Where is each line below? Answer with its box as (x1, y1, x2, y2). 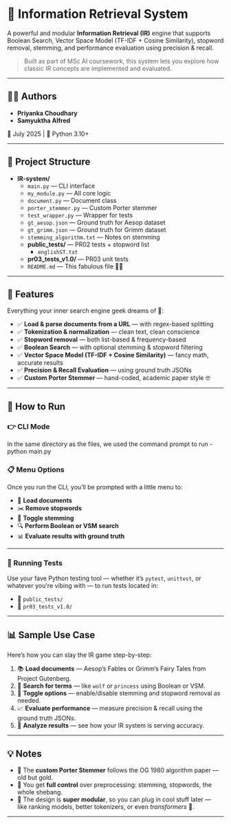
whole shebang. (16, 788, 63, 796)
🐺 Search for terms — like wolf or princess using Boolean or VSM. (16, 682, 206, 690)
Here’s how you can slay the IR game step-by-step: (7, 651, 152, 659)
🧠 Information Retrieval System (7, 6, 188, 22)
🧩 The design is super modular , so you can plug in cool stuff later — (16, 795, 212, 804)
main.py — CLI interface (27, 182, 96, 190)
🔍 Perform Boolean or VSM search (16, 522, 119, 530)
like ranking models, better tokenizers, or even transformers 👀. (16, 803, 195, 811)
